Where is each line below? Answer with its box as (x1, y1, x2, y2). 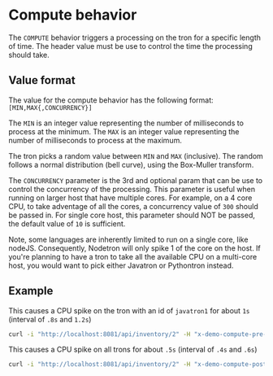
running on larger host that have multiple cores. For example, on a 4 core (8, 193, 253, 203)
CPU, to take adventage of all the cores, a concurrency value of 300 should (8, 201, 258, 211)
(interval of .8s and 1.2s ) (8, 314, 92, 324)
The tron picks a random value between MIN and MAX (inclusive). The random (8, 151, 264, 160)
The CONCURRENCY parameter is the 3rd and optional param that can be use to (8, 175, 262, 185)
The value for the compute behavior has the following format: (8, 95, 214, 105)
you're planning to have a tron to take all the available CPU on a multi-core (8, 251, 258, 261)
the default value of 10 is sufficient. (8, 218, 126, 229)
